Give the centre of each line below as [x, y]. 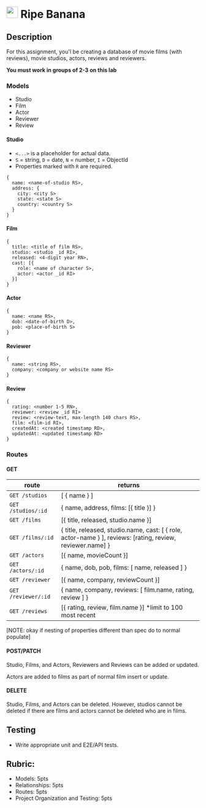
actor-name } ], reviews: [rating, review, [119, 538]
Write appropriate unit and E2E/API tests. [67, 745]
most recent [78, 615]
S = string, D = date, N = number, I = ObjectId [72, 160]
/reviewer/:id [30, 597]
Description [29, 37]
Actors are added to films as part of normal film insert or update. [88, 676]
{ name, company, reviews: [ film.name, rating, [128, 590]
